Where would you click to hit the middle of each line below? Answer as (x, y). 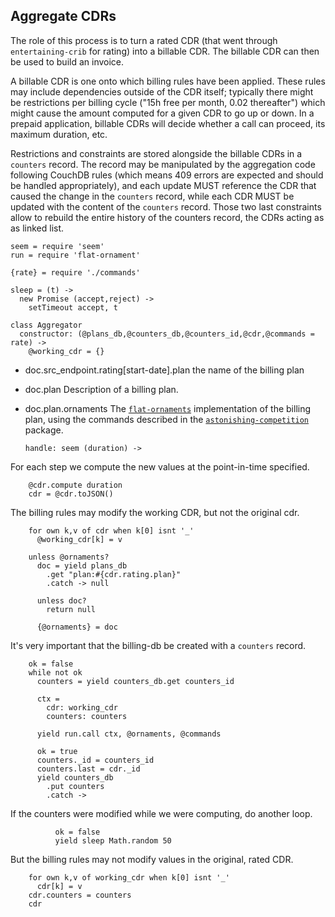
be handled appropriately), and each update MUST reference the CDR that (163, 185)
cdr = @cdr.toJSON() (71, 494)
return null (71, 609)
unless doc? (61, 600)
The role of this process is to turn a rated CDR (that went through (144, 40)
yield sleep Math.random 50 (113, 840)
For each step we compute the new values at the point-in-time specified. (160, 466)
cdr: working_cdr (82, 707)
